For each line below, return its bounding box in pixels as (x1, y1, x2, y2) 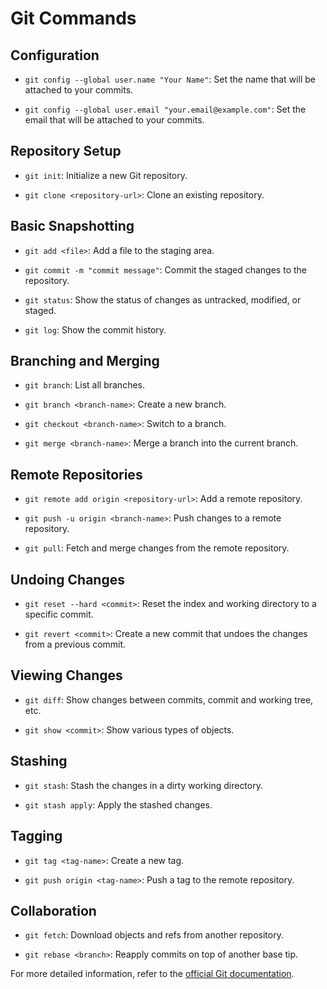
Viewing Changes (10, 667, 123, 684)
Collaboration (10, 902, 97, 919)
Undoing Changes (10, 571, 125, 588)
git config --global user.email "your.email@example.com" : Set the (24, 103, 307, 115)
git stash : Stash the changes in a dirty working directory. (24, 779, 263, 791)
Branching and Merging (10, 353, 160, 370)
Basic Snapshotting (10, 218, 135, 235)
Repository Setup (10, 143, 122, 160)
